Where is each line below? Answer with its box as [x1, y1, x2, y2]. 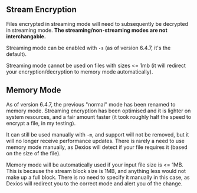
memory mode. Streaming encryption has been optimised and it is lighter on [6, 107, 191, 114]
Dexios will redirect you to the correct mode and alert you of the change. [6, 179, 183, 187]
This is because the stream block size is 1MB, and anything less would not [6, 167, 186, 174]
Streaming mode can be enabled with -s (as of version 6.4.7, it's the [6, 44, 171, 51]
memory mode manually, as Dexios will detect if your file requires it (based [6, 144, 188, 151]
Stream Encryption [6, 5, 77, 15]
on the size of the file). [6, 149, 61, 157]
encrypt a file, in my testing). [6, 119, 76, 127]
